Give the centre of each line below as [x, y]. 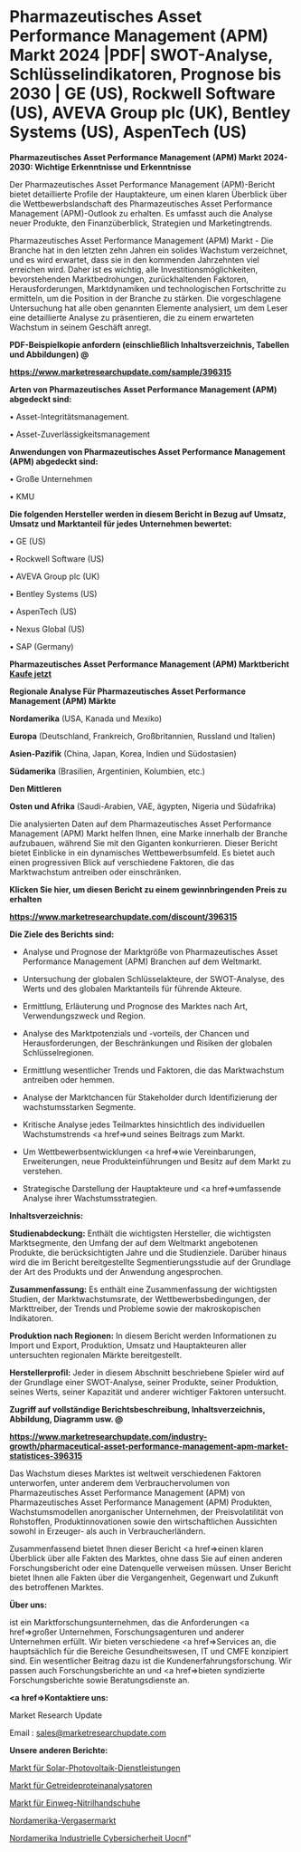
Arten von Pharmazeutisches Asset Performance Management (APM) [143, 389]
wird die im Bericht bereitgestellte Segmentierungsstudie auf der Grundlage [150, 1262]
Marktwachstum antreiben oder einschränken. [95, 872]
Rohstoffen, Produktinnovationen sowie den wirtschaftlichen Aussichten [143, 1521]
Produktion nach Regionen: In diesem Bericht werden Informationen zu [143, 1336]
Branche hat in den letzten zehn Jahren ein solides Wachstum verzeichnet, [149, 250]
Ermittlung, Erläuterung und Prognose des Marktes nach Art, [135, 1006]
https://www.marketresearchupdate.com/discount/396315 [123, 916]
